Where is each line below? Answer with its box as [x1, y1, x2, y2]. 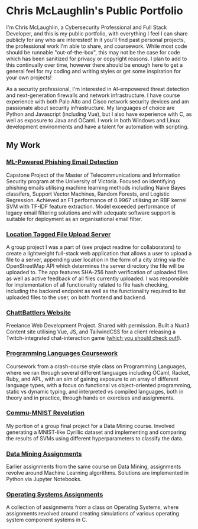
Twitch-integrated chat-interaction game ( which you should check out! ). [6, 335, 182, 342]
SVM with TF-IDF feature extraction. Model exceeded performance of [6, 203, 176, 210]
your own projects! [6, 74, 52, 81]
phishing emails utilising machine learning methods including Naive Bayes [6, 184, 186, 191]
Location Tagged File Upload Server [6, 230, 111, 238]
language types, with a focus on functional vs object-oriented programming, [6, 381, 192, 388]
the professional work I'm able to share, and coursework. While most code [6, 43, 187, 50]
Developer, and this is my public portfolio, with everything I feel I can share [6, 30, 188, 37]
